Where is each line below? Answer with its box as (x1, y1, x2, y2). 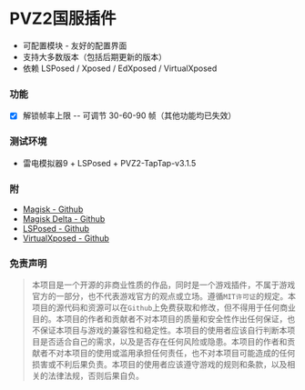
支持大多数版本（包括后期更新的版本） (22, 51, 167, 62)
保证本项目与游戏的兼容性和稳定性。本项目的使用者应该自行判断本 (39, 325, 288, 336)
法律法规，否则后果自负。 (47, 370, 144, 382)
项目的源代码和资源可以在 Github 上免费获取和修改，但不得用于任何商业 (31, 302, 296, 314)
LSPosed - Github (22, 223, 89, 234)
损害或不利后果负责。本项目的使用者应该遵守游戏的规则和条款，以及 (31, 359, 288, 370)
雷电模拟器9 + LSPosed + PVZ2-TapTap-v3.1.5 (22, 157, 197, 168)
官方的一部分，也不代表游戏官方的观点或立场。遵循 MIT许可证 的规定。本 (31, 291, 296, 302)
